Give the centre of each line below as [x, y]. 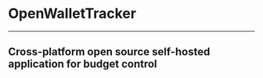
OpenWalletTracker [72, 14]
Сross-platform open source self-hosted [109, 52]
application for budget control [83, 64]
